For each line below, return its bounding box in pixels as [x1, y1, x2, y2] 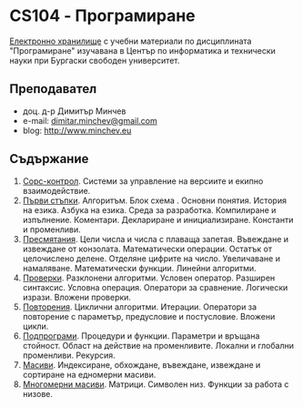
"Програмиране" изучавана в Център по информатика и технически [9, 45, 276, 56]
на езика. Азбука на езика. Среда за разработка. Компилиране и [22, 204, 277, 215]
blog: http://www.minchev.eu [22, 125, 132, 136]
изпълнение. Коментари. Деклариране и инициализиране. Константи [22, 214, 294, 225]
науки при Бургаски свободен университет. [9, 55, 180, 66]
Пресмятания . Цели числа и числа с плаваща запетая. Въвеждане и [22, 233, 289, 244]
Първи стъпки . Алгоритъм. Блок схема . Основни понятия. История [22, 195, 287, 206]
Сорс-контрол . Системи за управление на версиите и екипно [22, 175, 264, 187]
